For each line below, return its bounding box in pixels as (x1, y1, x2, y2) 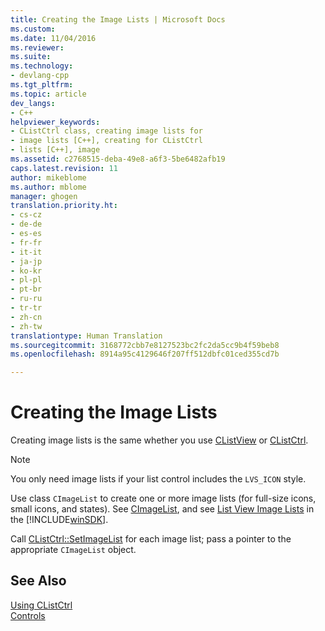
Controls (10, 609, 46, 621)
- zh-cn (10, 312, 43, 322)
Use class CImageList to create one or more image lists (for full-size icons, (10, 492, 317, 505)
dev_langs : (10, 98, 56, 108)
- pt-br (10, 284, 43, 295)
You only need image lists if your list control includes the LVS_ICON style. (10, 473, 307, 485)
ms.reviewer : (10, 42, 65, 53)
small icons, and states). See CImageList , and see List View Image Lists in (10, 503, 315, 515)
